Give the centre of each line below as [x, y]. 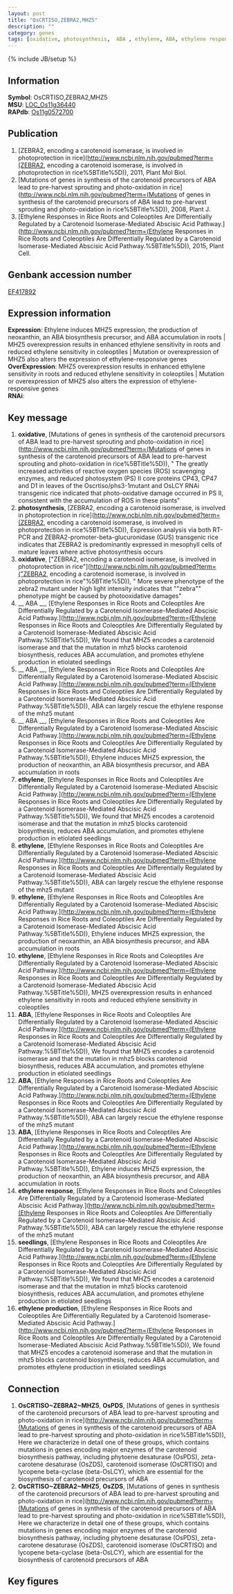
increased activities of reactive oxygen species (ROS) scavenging [111, 471]
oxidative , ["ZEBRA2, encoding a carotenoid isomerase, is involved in [117, 559]
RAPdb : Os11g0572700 [41, 112]
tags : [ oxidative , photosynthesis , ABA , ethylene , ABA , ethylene [107, 39]
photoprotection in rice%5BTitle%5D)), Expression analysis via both [114, 530]
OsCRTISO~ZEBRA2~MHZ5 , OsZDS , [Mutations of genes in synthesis [119, 1486]
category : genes [31, 33]
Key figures [33, 1581]
